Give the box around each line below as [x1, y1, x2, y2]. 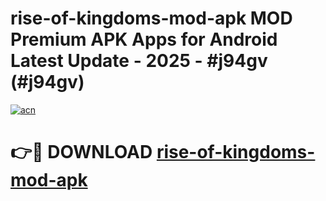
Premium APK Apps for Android [10, 28, 278, 51]
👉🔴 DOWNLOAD [10, 141, 153, 164]
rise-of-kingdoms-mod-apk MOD [10, 7, 293, 30]
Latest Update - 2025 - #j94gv [10, 50, 268, 72]
